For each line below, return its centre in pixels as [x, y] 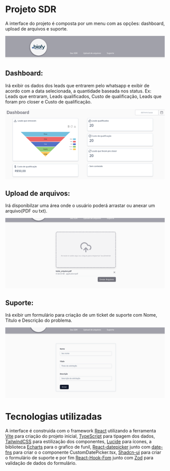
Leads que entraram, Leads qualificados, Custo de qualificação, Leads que [83, 96]
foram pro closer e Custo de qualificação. [49, 102]
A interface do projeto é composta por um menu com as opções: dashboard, [85, 23]
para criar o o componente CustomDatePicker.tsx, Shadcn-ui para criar [87, 452]
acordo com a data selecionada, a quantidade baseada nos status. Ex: [78, 91]
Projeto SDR [31, 9]
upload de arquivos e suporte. [37, 28]
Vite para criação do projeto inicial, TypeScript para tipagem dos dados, [80, 436]
